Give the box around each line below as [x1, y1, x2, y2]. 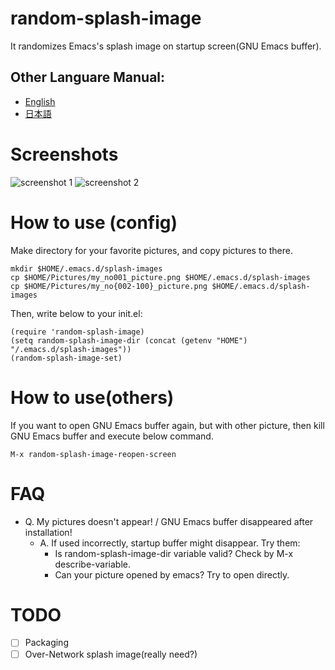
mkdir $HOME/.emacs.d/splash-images [10, 263, 163, 274]
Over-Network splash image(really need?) [24, 648, 198, 660]
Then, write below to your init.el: [10, 307, 143, 319]
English [24, 95, 56, 107]
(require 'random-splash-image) [10, 327, 145, 337]
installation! [24, 526, 73, 538]
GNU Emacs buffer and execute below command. [10, 430, 214, 442]
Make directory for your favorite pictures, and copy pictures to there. [10, 244, 293, 256]
